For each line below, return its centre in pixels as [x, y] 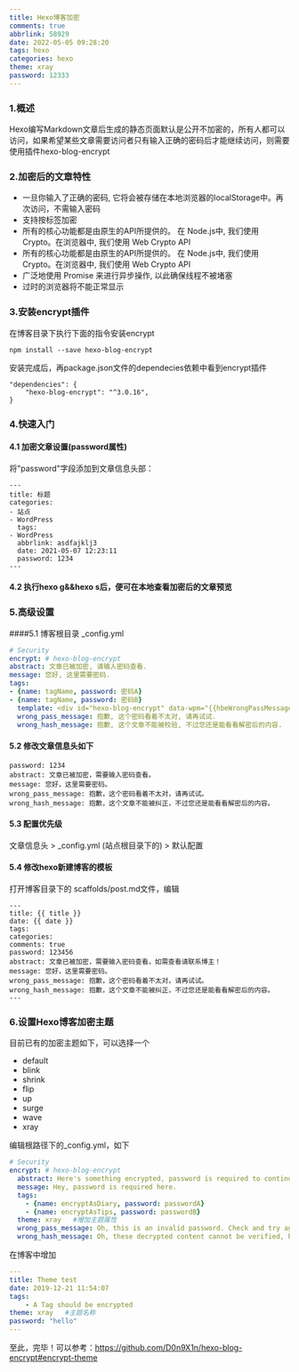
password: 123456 [41, 953]
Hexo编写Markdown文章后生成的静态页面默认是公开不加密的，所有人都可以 [147, 129]
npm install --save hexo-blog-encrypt [81, 350]
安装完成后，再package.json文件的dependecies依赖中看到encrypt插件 [138, 367]
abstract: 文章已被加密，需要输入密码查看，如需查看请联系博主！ [115, 962]
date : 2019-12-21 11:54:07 [59, 1288]
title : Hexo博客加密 [44, 17]
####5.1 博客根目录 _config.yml [67, 634]
